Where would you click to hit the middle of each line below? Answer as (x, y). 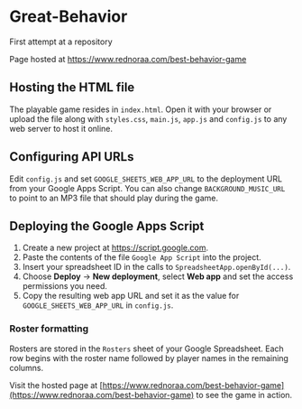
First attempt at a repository (61, 42)
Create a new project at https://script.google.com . (115, 248)
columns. (27, 367)
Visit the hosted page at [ (56, 385)
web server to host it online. (61, 128)
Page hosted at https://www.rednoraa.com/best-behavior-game (128, 59)
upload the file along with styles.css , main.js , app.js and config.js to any (148, 118)
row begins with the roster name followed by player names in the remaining (149, 358)
